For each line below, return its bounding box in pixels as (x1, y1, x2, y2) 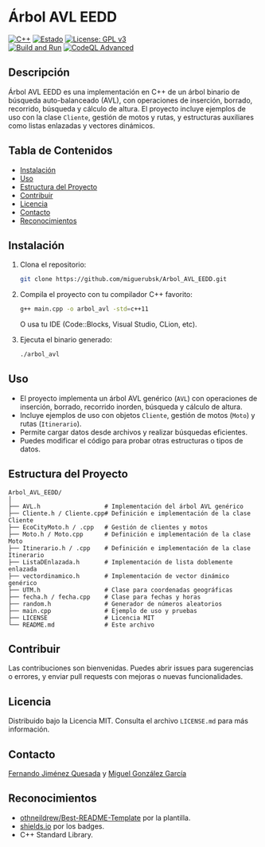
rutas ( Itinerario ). (19, 419, 82, 428)
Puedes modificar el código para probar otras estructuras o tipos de (19, 435, 244, 445)
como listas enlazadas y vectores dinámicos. (8, 120, 155, 131)
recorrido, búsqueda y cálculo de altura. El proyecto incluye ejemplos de (8, 103, 247, 113)
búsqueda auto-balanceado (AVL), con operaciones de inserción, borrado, (8, 96, 253, 105)
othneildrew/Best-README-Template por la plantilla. (19, 813, 191, 822)
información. (8, 724, 50, 734)
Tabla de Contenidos (8, 144, 113, 158)
